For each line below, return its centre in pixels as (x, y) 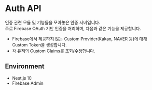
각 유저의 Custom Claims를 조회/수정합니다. (54, 51)
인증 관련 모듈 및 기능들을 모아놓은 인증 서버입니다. (53, 22)
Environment (25, 67)
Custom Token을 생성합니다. (39, 45)
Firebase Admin (28, 83)
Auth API (23, 8)
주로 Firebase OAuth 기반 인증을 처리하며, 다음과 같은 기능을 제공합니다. (73, 28)
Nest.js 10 (22, 78)
